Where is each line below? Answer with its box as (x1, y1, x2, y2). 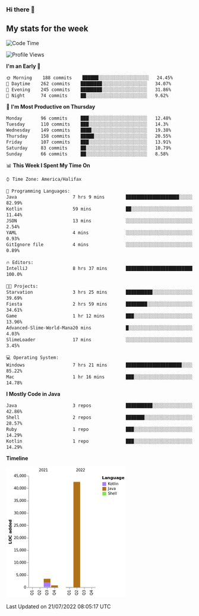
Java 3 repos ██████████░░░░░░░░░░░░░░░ (6, 403, 193, 408)
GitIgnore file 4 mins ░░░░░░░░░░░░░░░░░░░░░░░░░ (6, 241, 193, 247)
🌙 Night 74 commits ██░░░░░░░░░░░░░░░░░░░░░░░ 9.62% (6, 92, 169, 99)
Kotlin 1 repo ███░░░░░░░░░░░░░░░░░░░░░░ (6, 438, 193, 444)
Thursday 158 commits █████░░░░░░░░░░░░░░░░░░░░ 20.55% (6, 133, 171, 139)
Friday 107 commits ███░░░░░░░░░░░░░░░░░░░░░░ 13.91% (6, 139, 171, 145)
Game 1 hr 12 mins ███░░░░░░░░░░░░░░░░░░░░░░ (6, 313, 193, 319)
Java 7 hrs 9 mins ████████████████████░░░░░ (6, 194, 193, 200)
